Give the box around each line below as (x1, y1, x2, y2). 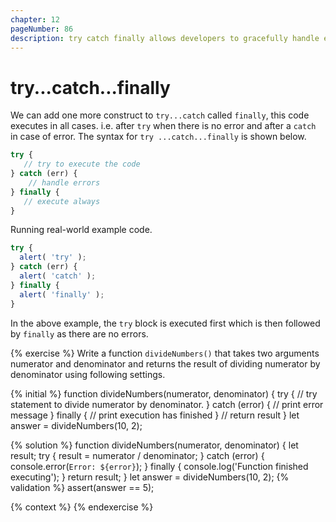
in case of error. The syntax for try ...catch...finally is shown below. (10, 131, 307, 143)
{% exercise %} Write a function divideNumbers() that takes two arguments (10, 347, 320, 359)
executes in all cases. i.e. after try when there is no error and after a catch (10, 120, 317, 132)
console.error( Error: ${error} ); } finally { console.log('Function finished (10, 460, 309, 472)
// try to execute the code (23, 159, 141, 170)
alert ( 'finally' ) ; (19, 289, 105, 300)
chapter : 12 (10, 14, 60, 25)
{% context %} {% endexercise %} (10, 501, 154, 513)
